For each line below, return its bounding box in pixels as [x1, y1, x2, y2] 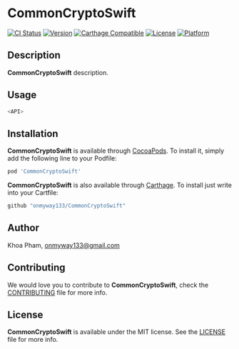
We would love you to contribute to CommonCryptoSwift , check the [7, 280, 209, 289]
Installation [7, 127, 59, 140]
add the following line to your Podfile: [7, 154, 118, 163]
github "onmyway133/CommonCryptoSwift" [7, 202, 126, 210]
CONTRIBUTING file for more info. [7, 288, 108, 297]
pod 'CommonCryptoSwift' [7, 168, 81, 176]
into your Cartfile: [7, 188, 59, 197]
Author [7, 222, 39, 234]
